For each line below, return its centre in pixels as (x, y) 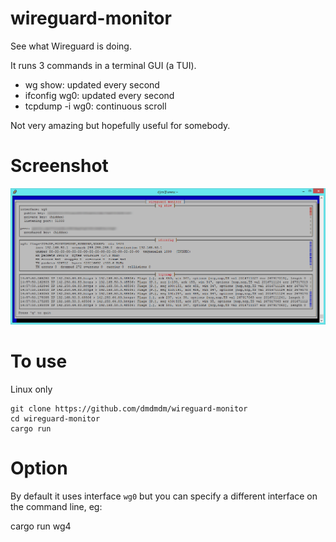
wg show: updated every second (92, 84)
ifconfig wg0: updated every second (99, 95)
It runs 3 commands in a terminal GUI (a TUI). (103, 65)
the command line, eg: (56, 506)
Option (39, 468)
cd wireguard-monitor (55, 419)
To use (39, 361)
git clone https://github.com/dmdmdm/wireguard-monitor (129, 409)
